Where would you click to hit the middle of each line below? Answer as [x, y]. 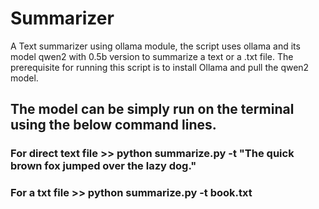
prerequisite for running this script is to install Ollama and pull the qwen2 [160, 67]
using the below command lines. [113, 125]
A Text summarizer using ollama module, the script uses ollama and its [155, 46]
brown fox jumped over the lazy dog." [103, 166]
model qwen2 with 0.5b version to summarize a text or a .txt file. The [152, 56]
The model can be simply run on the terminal [152, 109]
